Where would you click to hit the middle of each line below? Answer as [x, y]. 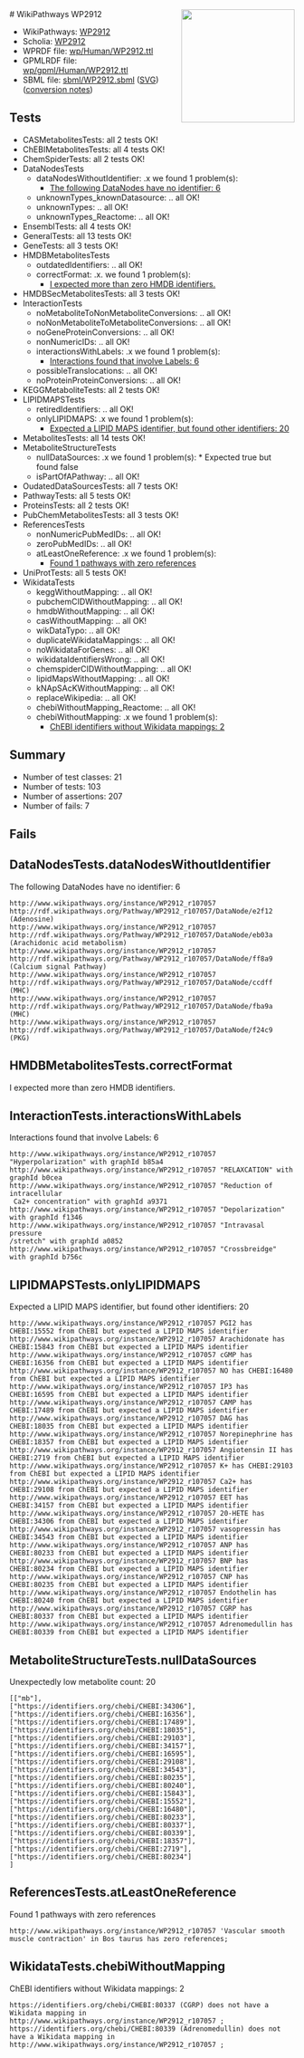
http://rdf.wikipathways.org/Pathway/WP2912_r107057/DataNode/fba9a [141, 1006]
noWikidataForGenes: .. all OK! [93, 649]
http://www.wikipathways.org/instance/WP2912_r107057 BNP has [129, 1561]
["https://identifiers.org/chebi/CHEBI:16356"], [103, 1715]
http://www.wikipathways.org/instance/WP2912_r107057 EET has [129, 1498]
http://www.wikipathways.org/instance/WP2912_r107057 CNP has [129, 1577]
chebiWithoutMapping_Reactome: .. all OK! [116, 707]
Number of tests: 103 [62, 786]
